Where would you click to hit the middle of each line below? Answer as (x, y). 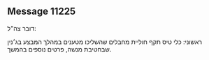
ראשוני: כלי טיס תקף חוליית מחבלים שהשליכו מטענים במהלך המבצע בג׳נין (105, 42)
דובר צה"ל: (22, 28)
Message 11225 (42, 12)
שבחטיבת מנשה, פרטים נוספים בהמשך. (59, 49)
